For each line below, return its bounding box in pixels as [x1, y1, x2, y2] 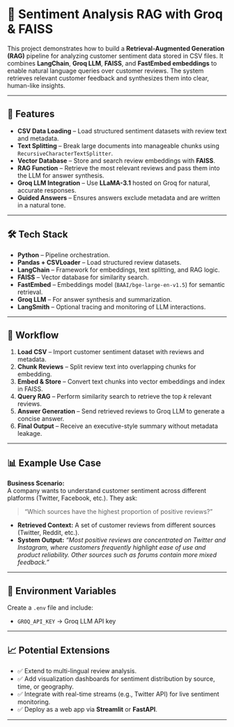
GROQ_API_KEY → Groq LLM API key [17, 617, 116, 625]
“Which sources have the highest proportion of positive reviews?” [24, 508, 213, 516]
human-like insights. [7, 81, 65, 89]
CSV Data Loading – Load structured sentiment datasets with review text [17, 126, 227, 135]
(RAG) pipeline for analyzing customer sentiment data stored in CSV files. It [7, 52, 224, 60]
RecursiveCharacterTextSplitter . [17, 149, 114, 157]
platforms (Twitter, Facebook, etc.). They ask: [7, 494, 138, 502]
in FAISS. [17, 385, 43, 393]
